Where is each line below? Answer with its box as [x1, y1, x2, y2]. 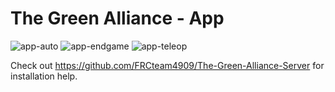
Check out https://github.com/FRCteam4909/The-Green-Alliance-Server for [10, 59, 325, 71]
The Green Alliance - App [10, 7, 225, 30]
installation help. [10, 70, 78, 82]
